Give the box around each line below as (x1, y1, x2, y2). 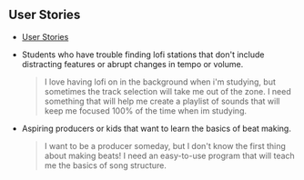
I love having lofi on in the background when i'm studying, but (44, 76, 277, 87)
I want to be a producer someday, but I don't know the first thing (44, 140, 286, 151)
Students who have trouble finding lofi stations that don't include (21, 49, 265, 60)
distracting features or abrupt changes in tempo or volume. (21, 58, 244, 69)
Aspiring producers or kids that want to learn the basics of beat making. (21, 123, 292, 134)
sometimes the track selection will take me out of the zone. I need (44, 85, 292, 96)
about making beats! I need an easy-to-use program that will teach (44, 150, 295, 161)
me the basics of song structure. (44, 159, 167, 171)
